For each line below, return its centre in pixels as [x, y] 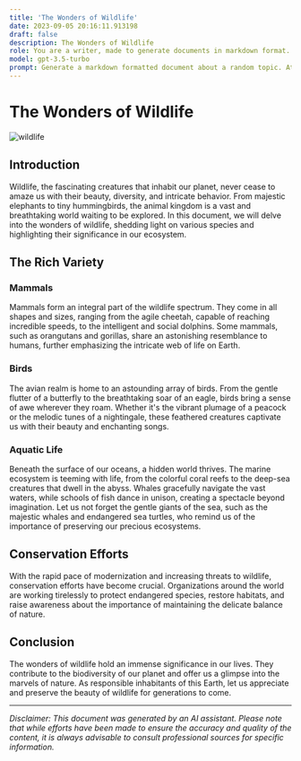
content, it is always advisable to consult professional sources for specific [146, 737]
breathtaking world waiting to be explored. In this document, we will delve [146, 215]
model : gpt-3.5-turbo [50, 59]
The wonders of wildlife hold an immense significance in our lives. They [142, 663]
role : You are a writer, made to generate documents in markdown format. [150, 51]
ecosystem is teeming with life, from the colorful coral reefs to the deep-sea [150, 478]
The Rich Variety [57, 262]
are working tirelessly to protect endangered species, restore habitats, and [147, 595]
